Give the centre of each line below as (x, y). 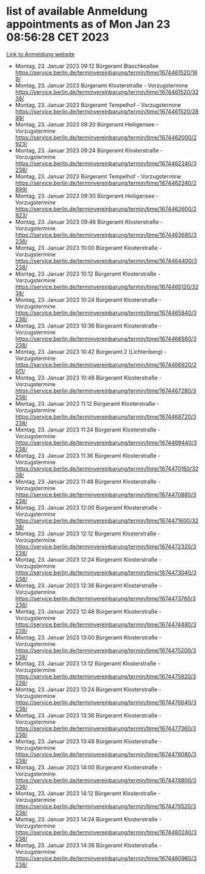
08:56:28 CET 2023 (58, 37)
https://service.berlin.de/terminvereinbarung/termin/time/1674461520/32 (107, 92)
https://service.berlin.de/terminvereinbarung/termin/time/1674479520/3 (106, 806)
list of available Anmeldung (77, 11)
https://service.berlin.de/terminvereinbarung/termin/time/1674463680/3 (106, 235)
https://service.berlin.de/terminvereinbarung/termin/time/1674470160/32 (107, 468)
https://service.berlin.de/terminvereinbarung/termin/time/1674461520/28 (107, 111)
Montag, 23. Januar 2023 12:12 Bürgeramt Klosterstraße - (88, 534)
